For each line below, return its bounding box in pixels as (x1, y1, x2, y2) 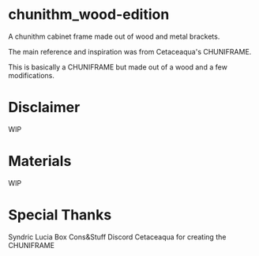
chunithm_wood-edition (8, 6, 170, 24)
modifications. (8, 70, 55, 80)
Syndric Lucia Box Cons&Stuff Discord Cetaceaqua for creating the (8, 232, 227, 242)
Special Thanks (8, 206, 112, 224)
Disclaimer (8, 99, 81, 116)
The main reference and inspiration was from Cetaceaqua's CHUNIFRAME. (8, 47, 252, 56)
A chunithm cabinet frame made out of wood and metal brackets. (8, 32, 220, 41)
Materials (8, 152, 72, 171)
